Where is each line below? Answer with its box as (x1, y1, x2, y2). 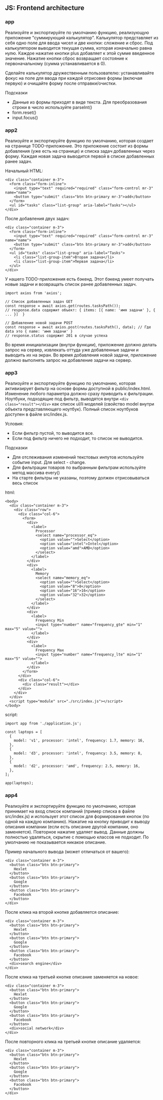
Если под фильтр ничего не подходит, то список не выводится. (12, 435, 144, 442)
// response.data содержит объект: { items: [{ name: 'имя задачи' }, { (5, 307, 156, 313)
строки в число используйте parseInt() (12, 104, 92, 110)
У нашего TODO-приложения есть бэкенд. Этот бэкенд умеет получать (5, 276, 154, 282)
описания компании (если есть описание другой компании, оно (5, 824, 139, 830)
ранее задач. (5, 158, 33, 164)
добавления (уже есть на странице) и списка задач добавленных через (5, 148, 155, 154)
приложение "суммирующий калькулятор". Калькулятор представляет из (5, 35, 159, 40)
